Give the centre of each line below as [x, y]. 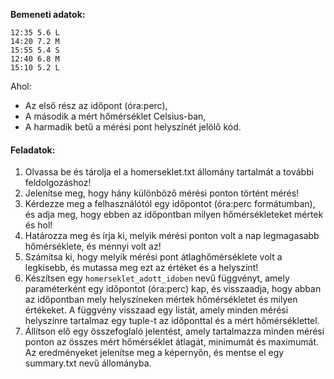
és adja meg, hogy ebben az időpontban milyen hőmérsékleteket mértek [174, 215]
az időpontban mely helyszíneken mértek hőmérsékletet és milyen [161, 300]
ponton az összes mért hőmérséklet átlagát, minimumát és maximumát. [172, 342]
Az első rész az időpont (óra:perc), [96, 105]
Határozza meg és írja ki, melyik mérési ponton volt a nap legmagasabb [172, 236]
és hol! [38, 225]
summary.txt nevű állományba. [88, 363]
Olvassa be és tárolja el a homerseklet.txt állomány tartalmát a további [169, 172]
